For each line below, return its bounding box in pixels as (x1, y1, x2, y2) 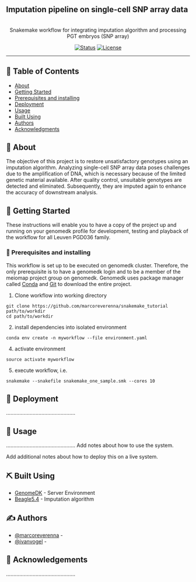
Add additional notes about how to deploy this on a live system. (6, 453, 159, 460)
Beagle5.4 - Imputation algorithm (14, 495, 94, 502)
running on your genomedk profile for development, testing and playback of (6, 228, 188, 235)
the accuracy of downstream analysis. (6, 189, 98, 196)
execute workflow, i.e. (14, 367, 68, 374)
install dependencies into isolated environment (14, 323, 127, 330)
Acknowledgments (14, 125, 60, 132)
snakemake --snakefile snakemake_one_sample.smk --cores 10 (6, 378, 156, 384)
